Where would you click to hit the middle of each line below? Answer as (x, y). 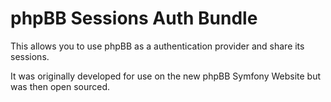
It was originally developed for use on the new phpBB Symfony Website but (166, 76)
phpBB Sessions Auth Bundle (134, 18)
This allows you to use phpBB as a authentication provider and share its (157, 46)
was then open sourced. (60, 86)
